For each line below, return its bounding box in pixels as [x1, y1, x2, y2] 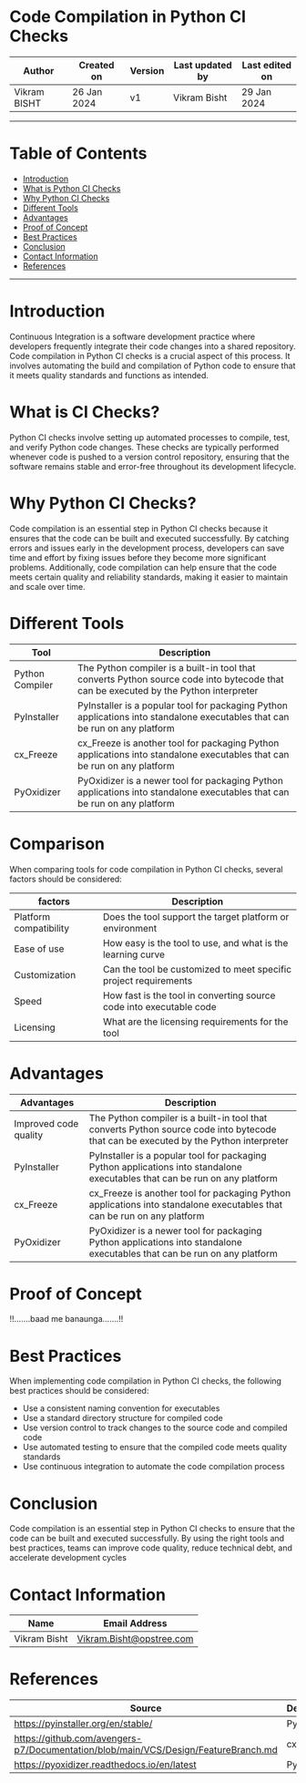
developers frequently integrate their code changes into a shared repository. [9, 340, 296, 352]
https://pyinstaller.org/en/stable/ [14, 1717, 153, 1730]
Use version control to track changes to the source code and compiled [22, 1422, 289, 1433]
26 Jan [72, 85, 103, 98]
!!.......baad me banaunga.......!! [9, 1314, 124, 1324]
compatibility [14, 922, 70, 934]
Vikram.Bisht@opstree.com [76, 1633, 194, 1645]
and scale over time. [9, 581, 87, 592]
